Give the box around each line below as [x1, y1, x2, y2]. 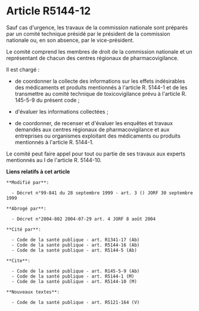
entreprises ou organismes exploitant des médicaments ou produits [14, 132, 181, 139]
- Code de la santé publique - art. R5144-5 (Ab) [11, 247, 137, 253]
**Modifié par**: [6, 179, 49, 185]
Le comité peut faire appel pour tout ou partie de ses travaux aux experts [6, 150, 186, 157]
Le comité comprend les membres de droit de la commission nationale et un [6, 48, 192, 55]
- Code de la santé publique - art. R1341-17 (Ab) [11, 237, 140, 242]
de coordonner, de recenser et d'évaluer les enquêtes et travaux [14, 119, 173, 126]
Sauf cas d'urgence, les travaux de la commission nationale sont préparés [6, 24, 188, 31]
